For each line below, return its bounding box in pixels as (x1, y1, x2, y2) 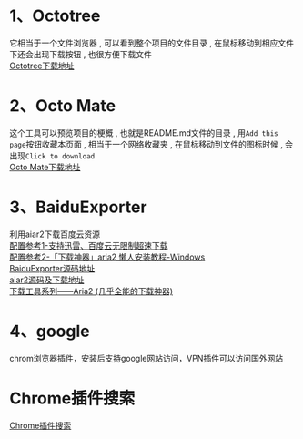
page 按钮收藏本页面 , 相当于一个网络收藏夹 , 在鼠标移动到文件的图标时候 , (9, 138, 284, 149)
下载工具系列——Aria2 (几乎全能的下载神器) (9, 285, 174, 296)
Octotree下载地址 (9, 60, 75, 71)
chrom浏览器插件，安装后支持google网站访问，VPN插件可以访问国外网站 (9, 352, 284, 363)
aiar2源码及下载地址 (9, 274, 85, 285)
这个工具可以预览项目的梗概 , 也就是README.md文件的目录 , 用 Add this (9, 127, 279, 138)
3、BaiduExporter (9, 197, 147, 218)
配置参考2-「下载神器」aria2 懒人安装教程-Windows (9, 251, 206, 262)
